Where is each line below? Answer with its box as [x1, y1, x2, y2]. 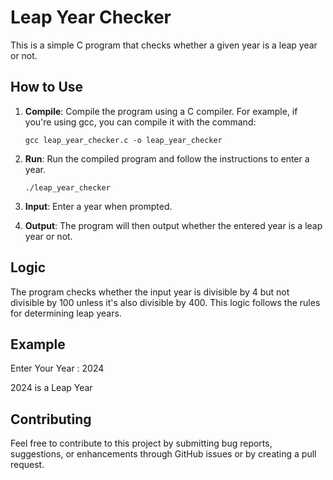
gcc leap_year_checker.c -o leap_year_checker [24, 135, 223, 145]
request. [10, 459, 45, 471]
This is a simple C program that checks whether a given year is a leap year [10, 39, 318, 51]
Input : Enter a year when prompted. [24, 200, 173, 212]
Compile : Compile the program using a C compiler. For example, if [24, 105, 298, 117]
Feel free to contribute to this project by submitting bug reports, [10, 437, 273, 450]
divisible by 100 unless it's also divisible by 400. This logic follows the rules [10, 296, 321, 308]
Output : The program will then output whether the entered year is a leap [24, 219, 323, 231]
